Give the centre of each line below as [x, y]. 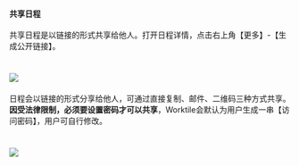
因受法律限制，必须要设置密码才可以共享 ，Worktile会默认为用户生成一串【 [146, 110]
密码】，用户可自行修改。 [62, 121]
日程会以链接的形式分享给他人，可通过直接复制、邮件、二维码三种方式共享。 [150, 99]
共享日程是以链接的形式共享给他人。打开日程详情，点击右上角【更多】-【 [144, 35]
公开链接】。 [38, 46]
